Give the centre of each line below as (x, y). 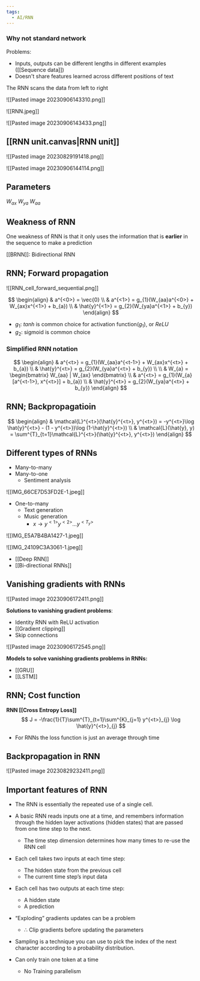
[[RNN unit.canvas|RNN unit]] (63, 142)
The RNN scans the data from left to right (57, 87)
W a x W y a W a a (23, 202)
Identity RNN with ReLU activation (57, 622)
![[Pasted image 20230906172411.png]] (55, 599)
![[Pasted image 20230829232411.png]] (56, 771)
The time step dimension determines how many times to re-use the (107, 841)
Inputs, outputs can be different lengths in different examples (90, 63)
